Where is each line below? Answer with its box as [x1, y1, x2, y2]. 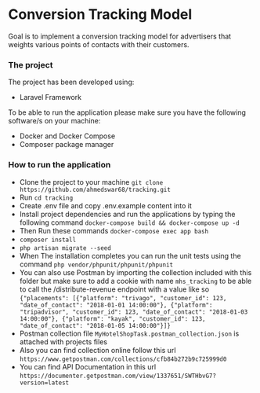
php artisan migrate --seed [19, 244, 111, 252]
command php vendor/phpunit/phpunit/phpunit [19, 259, 174, 269]
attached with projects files [19, 336, 108, 347]
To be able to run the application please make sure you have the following [8, 108, 247, 117]
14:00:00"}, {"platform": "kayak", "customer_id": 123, [19, 314, 206, 323]
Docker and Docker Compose [19, 131, 116, 141]
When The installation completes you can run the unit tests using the [19, 251, 241, 260]
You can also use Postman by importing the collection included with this [19, 267, 252, 277]
